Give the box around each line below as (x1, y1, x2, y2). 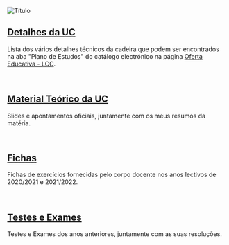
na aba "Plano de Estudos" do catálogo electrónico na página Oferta (7, 52, 203, 60)
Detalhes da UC (7, 26, 76, 38)
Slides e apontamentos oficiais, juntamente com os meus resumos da (7, 111, 206, 120)
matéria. (7, 118, 31, 127)
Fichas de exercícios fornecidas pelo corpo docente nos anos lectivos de (7, 170, 217, 179)
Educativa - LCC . (7, 60, 56, 68)
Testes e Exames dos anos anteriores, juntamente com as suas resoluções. (7, 230, 222, 238)
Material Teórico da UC (7, 93, 109, 105)
